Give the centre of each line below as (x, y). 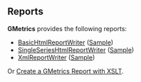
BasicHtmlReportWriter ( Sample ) (66, 42)
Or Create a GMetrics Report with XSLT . (66, 71)
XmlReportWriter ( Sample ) (56, 57)
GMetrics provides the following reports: (67, 28)
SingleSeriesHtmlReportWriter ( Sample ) (76, 49)
